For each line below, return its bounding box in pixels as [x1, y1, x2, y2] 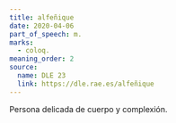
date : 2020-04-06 [9, 21, 75, 30]
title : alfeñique [9, 12, 75, 22]
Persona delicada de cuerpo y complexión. [9, 103, 168, 114]
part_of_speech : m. [9, 29, 83, 38]
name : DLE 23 [17, 71, 66, 80]
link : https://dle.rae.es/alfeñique [17, 79, 154, 88]
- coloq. [17, 46, 50, 55]
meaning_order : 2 [9, 54, 75, 63]
